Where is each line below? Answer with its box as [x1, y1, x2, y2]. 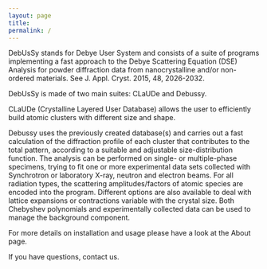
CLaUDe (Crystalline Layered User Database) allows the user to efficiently [8, 104, 251, 114]
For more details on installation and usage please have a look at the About [8, 228, 251, 238]
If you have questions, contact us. [8, 252, 120, 262]
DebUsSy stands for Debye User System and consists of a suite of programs [8, 49, 260, 58]
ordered [8, 73, 34, 84]
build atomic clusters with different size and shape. [8, 113, 176, 123]
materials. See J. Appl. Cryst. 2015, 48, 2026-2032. [35, 73, 205, 84]
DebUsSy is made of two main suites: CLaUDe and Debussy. [8, 89, 207, 99]
